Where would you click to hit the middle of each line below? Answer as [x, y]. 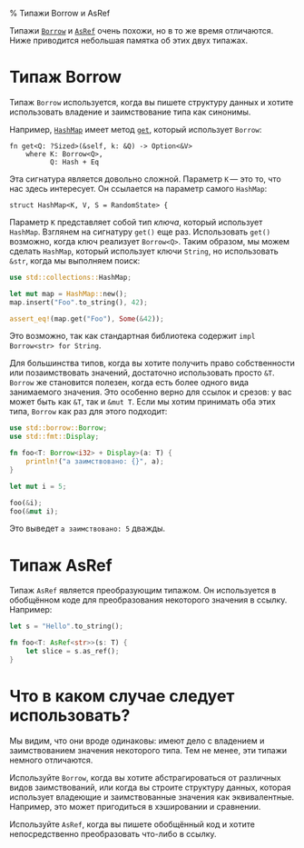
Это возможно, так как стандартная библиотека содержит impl [132, 336]
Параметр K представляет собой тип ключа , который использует [136, 222]
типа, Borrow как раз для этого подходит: [88, 412]
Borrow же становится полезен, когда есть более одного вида [129, 383]
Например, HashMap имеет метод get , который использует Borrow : [136, 129]
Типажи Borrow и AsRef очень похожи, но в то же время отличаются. [142, 30]
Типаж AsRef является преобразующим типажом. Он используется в [143, 591]
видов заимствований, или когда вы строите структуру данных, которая [150, 787]
